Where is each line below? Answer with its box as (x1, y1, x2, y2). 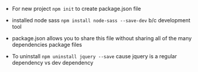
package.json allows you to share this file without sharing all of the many (11, 35, 192, 41)
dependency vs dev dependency (11, 59, 94, 66)
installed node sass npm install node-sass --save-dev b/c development (11, 17, 191, 23)
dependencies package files (11, 41, 82, 48)
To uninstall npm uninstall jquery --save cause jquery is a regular (11, 53, 177, 59)
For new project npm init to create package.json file (11, 5, 141, 12)
